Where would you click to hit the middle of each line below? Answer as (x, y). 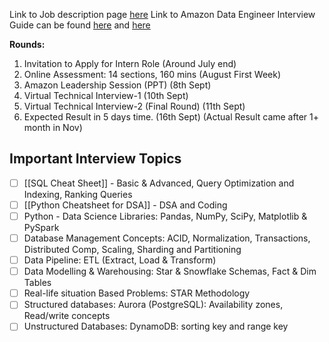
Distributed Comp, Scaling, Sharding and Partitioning (132, 250)
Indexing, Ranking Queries (78, 194)
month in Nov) (53, 127)
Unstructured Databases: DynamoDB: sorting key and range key (156, 326)
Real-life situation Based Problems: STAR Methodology (137, 293)
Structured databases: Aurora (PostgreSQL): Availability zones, (153, 305)
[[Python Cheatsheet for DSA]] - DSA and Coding (125, 205)
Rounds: (27, 44)
